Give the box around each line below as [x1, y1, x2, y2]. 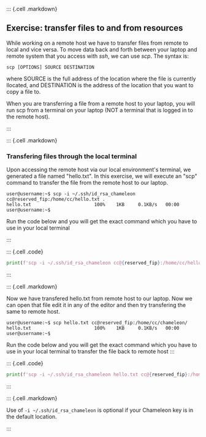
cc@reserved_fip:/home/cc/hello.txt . [6, 196, 105, 203]
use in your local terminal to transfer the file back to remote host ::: [6, 347, 175, 355]
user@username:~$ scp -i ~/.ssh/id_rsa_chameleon [6, 191, 136, 197]
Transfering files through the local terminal [6, 152, 137, 160]
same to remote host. [6, 307, 60, 315]
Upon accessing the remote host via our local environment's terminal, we [6, 166, 191, 174]
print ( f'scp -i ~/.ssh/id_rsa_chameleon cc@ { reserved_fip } [6, 260, 161, 266]
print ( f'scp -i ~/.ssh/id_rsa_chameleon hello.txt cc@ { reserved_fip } [6, 371, 188, 377]
